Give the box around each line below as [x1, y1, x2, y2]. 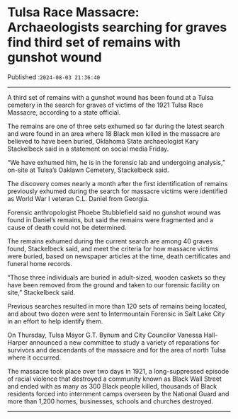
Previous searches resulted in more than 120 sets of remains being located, [7, 302, 227, 310]
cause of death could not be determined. [7, 223, 127, 231]
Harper [7, 338, 28, 347]
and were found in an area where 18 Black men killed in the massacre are [7, 129, 221, 138]
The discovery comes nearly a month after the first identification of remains [7, 179, 228, 188]
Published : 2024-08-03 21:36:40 [7, 72, 101, 81]
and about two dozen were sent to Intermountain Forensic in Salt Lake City [7, 309, 225, 318]
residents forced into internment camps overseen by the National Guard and [7, 389, 229, 398]
